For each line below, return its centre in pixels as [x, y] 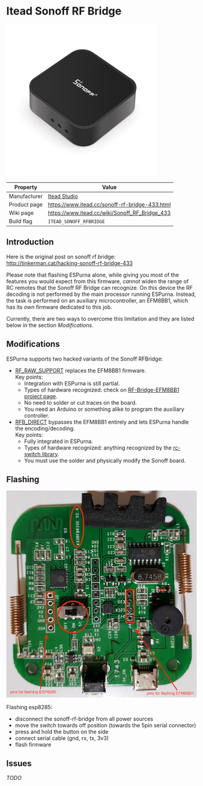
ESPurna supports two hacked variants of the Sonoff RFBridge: [85, 359]
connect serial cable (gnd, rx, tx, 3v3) [62, 738]
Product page [26, 205]
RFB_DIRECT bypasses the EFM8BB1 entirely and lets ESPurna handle [102, 422]
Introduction [30, 242]
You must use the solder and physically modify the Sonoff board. [105, 460]
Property [26, 187]
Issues [19, 763]
